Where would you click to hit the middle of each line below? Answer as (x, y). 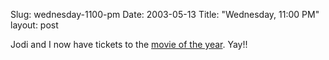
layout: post (34, 25)
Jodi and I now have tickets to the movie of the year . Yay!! (129, 44)
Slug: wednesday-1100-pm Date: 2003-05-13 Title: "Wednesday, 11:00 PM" (165, 14)
